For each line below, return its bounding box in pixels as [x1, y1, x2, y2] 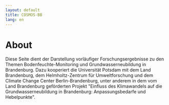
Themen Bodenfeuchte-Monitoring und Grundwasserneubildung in [5, 61, 146, 68]
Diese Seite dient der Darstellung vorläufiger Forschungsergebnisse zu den [5, 56, 164, 62]
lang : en [5, 17, 24, 22]
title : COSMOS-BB [5, 12, 43, 17]
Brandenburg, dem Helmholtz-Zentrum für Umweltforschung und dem [5, 72, 154, 78]
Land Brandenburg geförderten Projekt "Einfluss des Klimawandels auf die [5, 83, 162, 90]
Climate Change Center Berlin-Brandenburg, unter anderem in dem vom [5, 78, 157, 84]
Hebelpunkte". [5, 94, 36, 100]
